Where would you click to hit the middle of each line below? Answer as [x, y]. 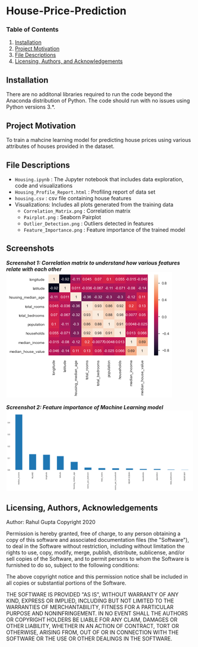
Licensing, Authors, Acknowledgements [82, 508]
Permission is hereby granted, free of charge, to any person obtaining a [93, 534]
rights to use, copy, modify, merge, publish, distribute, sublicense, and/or [95, 553]
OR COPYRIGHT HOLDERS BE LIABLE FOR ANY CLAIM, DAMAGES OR [92, 620]
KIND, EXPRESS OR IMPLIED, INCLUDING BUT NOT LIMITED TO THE [90, 601]
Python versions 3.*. [31, 107]
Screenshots [30, 249]
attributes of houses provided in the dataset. [60, 146]
